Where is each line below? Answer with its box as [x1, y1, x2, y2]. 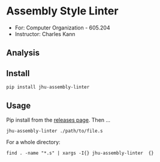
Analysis [6, 48, 40, 58]
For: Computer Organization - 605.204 [14, 24, 110, 31]
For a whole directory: [6, 138, 61, 145]
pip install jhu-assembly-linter [6, 84, 90, 91]
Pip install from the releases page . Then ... [6, 116, 111, 124]
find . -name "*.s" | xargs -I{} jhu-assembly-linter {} [6, 150, 154, 156]
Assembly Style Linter [6, 4, 119, 18]
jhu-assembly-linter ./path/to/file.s [6, 128, 103, 134]
